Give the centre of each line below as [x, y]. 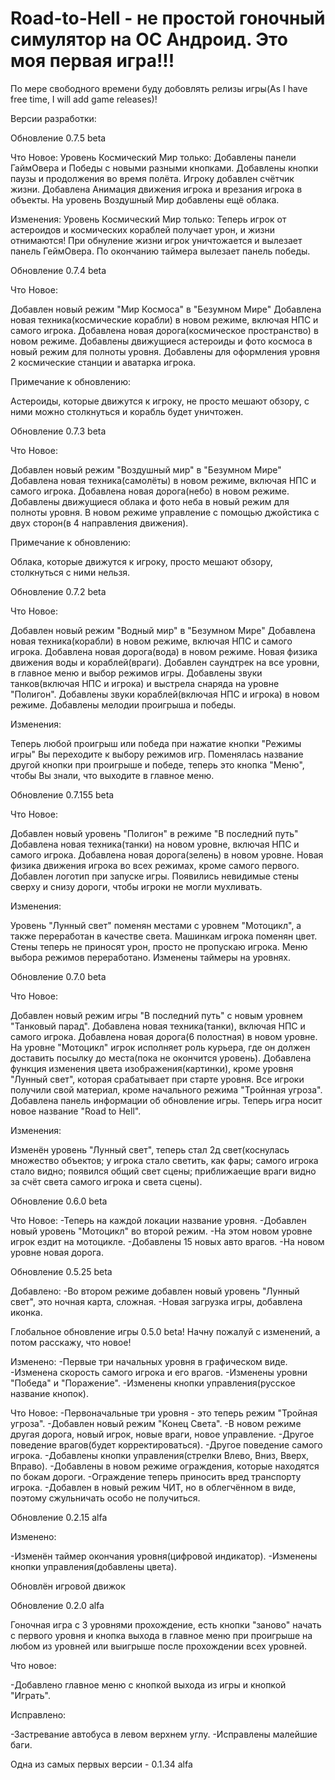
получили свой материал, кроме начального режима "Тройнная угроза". [166, 1089]
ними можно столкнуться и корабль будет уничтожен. [127, 411]
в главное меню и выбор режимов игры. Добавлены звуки [136, 673]
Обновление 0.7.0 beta [58, 976]
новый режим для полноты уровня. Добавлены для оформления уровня [165, 351]
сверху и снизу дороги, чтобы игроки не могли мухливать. [136, 886]
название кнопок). [49, 1393]
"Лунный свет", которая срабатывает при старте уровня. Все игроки [157, 1079]
